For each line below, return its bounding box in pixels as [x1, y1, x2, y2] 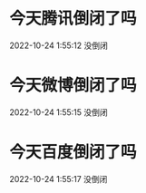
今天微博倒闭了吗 [9, 75, 138, 96]
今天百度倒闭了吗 [9, 142, 138, 163]
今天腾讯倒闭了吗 [9, 8, 138, 29]
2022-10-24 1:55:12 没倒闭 [9, 40, 109, 51]
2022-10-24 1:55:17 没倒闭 [9, 173, 108, 184]
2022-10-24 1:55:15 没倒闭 [9, 106, 108, 118]
